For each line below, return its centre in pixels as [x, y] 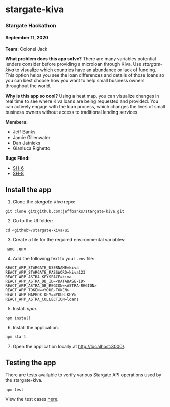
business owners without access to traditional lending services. [72, 112]
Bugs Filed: [17, 158]
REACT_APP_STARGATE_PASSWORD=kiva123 [45, 273]
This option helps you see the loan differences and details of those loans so [85, 75]
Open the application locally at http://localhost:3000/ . [69, 347]
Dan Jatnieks [27, 143]
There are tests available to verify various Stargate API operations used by [83, 375]
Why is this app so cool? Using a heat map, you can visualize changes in [82, 96]
